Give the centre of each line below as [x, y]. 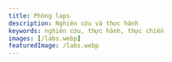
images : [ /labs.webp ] [45, 38]
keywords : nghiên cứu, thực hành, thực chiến [86, 31]
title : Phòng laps [39, 16]
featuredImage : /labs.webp [54, 46]
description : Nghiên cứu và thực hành [73, 23]
